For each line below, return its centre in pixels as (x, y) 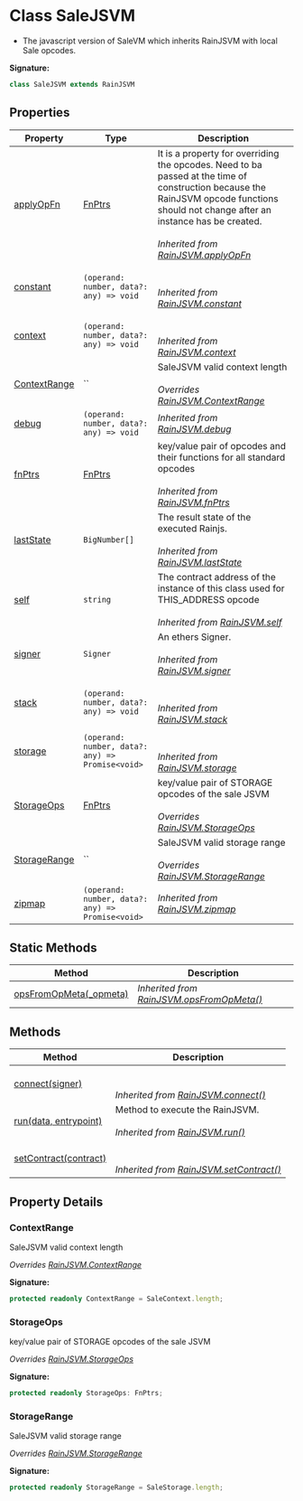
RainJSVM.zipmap (197, 909)
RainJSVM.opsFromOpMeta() (200, 999)
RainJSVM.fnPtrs (193, 502)
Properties (40, 113)
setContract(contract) (60, 1159)
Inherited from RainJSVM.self (220, 622)
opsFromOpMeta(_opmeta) (71, 994)
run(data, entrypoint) (58, 1121)
